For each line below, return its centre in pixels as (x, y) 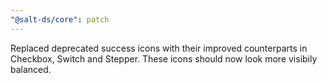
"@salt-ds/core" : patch (60, 19)
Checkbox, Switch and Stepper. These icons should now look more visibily (164, 58)
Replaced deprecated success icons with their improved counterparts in (159, 48)
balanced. (31, 69)
